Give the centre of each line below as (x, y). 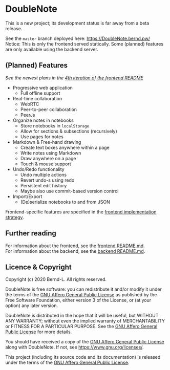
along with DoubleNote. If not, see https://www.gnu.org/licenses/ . (75, 347)
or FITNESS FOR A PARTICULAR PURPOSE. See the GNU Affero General (81, 327)
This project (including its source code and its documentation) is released (83, 357)
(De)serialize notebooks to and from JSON (65, 202)
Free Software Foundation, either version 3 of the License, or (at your (78, 300)
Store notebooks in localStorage (55, 125)
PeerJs (28, 115)
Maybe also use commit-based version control (69, 191)
